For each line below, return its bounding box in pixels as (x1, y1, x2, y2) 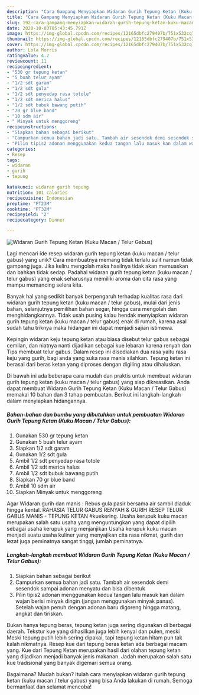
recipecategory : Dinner (6, 217, 66, 223)
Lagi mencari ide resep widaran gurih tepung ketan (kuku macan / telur (6, 250, 180, 257)
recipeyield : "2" (6, 212, 50, 217)
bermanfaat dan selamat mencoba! (6, 683, 92, 690)
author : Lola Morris (6, 47, 58, 53)
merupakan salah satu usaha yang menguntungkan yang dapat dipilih (6, 518, 176, 526)
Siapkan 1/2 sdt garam (15, 444, 70, 452)
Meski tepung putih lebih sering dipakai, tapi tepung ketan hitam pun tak (6, 634, 182, 641)
